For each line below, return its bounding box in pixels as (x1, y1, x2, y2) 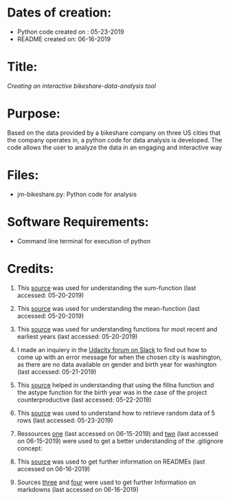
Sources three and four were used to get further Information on (16, 478, 196, 486)
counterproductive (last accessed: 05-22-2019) (16, 395, 152, 404)
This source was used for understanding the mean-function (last (16, 304, 200, 312)
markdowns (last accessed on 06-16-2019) (16, 485, 139, 493)
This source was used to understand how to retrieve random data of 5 (16, 409, 216, 417)
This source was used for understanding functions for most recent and (16, 325, 218, 333)
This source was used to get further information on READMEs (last (16, 457, 205, 466)
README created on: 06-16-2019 (16, 34, 111, 43)
